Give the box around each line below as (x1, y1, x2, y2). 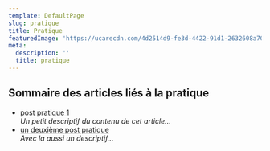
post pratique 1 (19, 108, 70, 117)
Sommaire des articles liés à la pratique (8, 86, 210, 100)
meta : (8, 42, 27, 50)
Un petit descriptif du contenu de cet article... (19, 116, 171, 125)
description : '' (15, 49, 70, 57)
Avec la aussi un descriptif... (19, 133, 114, 143)
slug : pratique (8, 19, 59, 27)
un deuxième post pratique (19, 124, 110, 134)
